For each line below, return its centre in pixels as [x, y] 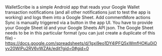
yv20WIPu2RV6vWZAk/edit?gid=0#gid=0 [47, 48]
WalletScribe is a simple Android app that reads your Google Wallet [72, 7]
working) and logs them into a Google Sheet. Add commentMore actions [78, 17]
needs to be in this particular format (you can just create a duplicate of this [80, 33]
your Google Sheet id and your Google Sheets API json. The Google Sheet [79, 28]
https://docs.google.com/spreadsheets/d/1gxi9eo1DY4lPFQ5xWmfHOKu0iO [81, 43]
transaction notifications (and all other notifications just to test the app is [78, 12]
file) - [10, 38]
